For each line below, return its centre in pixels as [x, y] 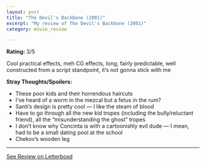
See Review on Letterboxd [40, 157]
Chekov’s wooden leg [42, 139]
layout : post [23, 12]
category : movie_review [37, 29]
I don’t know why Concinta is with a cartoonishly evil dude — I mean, [102, 126]
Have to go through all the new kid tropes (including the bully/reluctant [104, 113]
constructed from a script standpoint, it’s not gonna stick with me [89, 70]
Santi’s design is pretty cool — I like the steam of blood [85, 107]
